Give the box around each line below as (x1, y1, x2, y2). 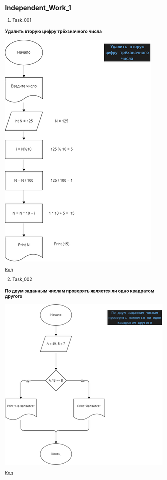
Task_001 (12, 17, 31, 23)
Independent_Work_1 (5, 4, 71, 12)
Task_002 (12, 276, 32, 282)
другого (5, 293, 23, 299)
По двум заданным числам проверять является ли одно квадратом (5, 288, 155, 294)
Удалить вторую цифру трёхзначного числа (5, 28, 102, 34)
